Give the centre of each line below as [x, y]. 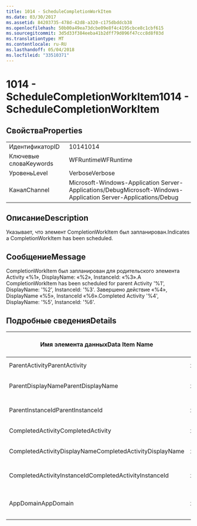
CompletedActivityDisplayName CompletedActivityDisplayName [97, 451]
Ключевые [24, 156]
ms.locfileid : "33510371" [38, 55]
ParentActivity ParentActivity [48, 366]
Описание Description [47, 218]
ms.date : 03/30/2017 [31, 17]
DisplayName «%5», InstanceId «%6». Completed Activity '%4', [83, 296]
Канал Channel [29, 190]
